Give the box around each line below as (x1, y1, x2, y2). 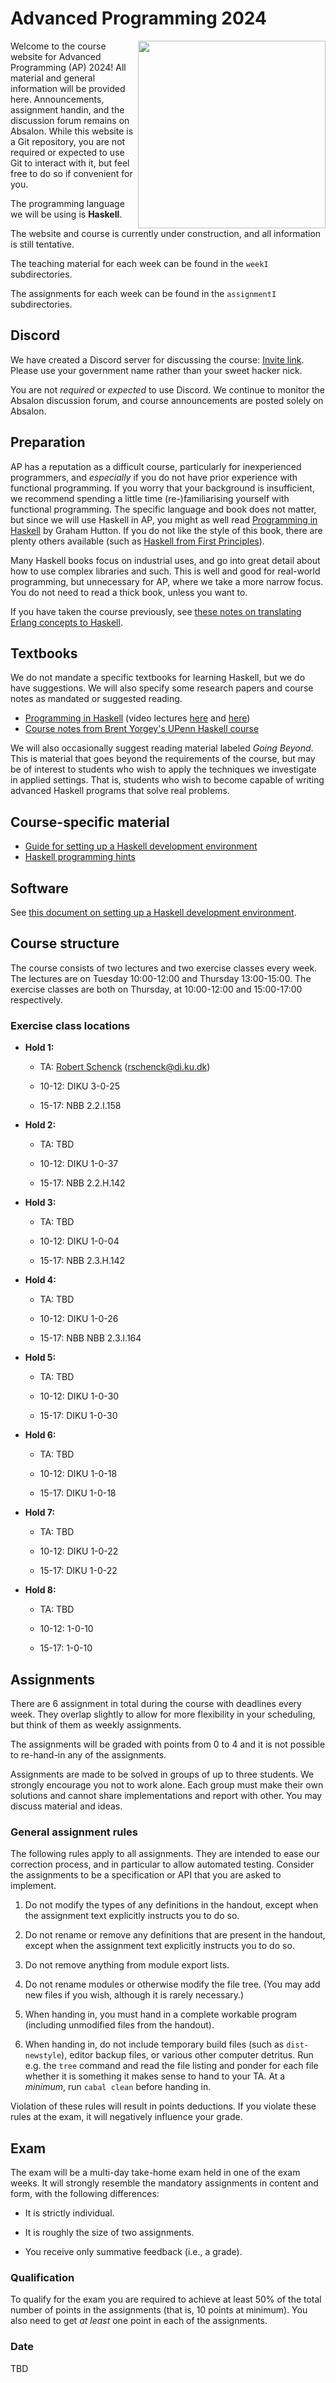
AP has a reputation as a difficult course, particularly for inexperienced (10, 460, 302, 472)
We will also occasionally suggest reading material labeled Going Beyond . (10, 742, 314, 754)
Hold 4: (24, 1274, 57, 1286)
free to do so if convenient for (10, 167, 133, 179)
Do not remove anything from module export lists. (24, 1959, 230, 1971)
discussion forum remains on (10, 114, 130, 126)
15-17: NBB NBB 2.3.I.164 (39, 1332, 142, 1344)
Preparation (10, 434, 86, 451)
